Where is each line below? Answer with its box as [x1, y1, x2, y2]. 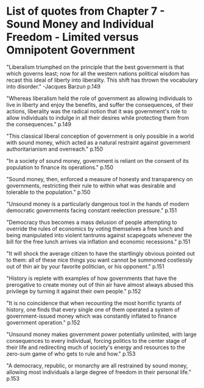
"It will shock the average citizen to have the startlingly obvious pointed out [6, 250, 195, 257]
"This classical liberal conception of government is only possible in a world [6, 132, 194, 140]
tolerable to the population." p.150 [6, 188, 91, 196]
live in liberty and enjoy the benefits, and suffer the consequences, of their [6, 101, 194, 108]
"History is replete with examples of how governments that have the [6, 275, 177, 282]
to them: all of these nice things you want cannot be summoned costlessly [6, 256, 193, 264]
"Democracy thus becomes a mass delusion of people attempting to [6, 218, 178, 226]
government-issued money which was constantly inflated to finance [6, 312, 177, 320]
